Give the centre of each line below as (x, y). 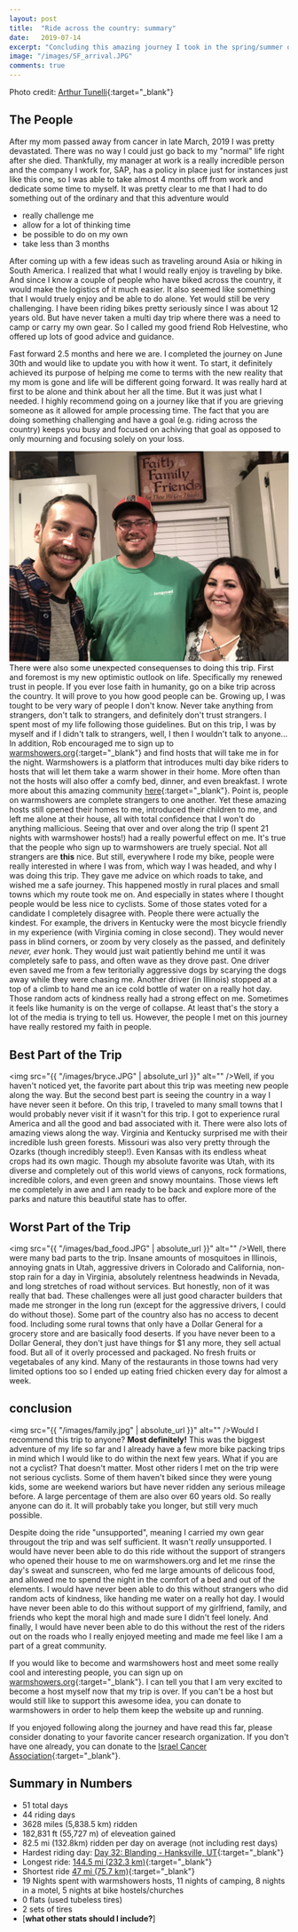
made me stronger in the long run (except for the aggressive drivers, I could (148, 1305)
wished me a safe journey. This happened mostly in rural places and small (144, 886)
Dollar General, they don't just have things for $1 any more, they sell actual (145, 1343)
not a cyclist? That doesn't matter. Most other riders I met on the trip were (144, 1468)
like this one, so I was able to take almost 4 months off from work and (136, 179)
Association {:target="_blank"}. (65, 1755)
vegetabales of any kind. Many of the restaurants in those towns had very (144, 1361)
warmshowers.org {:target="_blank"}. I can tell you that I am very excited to (146, 1681)
